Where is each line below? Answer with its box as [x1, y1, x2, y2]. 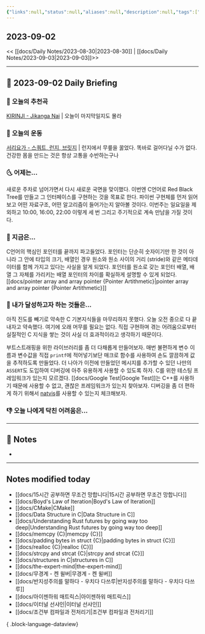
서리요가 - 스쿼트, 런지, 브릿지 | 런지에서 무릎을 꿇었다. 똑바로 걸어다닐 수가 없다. [6, 144, 197, 152]
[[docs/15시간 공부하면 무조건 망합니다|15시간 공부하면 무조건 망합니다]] [15, 491, 187, 498]
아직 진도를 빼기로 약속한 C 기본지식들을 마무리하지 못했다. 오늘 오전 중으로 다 [6, 315, 191, 323]
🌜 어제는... [6, 169, 38, 177]
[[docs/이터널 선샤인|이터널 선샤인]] [15, 600, 102, 608]
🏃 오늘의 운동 [6, 129, 43, 138]
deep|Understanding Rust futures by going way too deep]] [15, 524, 163, 531]
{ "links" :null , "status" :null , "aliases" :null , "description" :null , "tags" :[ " [6, 9, 201, 15]
